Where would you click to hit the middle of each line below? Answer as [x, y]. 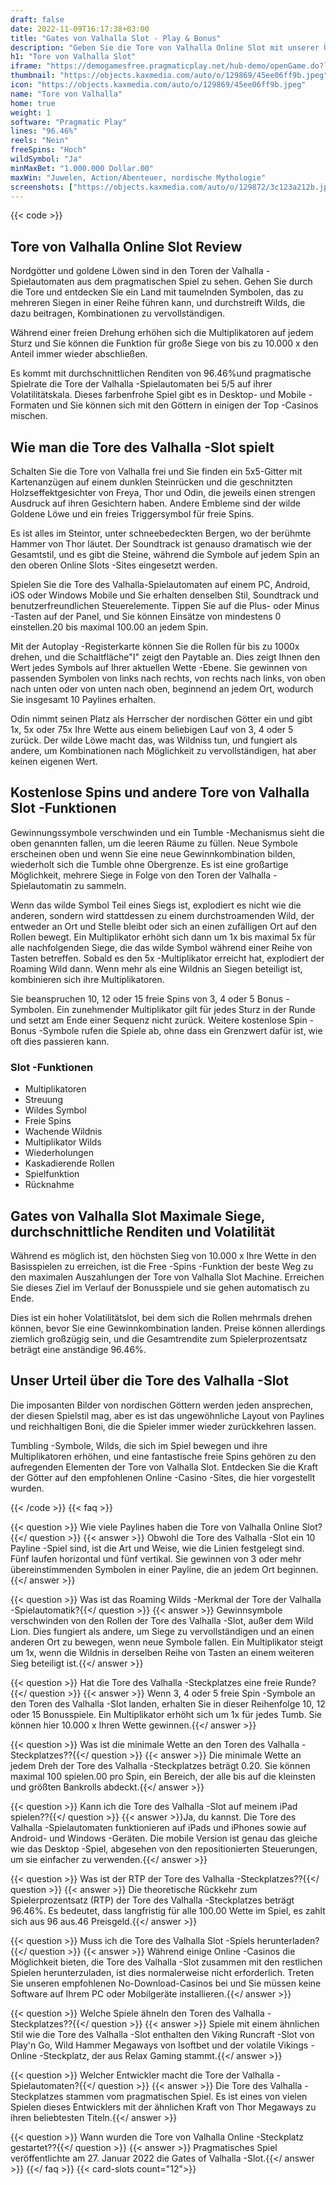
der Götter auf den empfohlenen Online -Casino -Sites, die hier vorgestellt [163, 1477]
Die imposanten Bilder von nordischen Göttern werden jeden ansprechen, [161, 1405]
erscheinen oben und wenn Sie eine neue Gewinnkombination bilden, [153, 853]
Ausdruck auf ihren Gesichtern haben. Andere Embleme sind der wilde [155, 503]
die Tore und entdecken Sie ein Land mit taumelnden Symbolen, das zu [157, 292]
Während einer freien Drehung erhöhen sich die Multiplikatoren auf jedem [162, 333]
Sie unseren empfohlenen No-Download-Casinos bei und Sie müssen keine [166, 1983]
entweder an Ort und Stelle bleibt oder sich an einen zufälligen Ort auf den [163, 926]
